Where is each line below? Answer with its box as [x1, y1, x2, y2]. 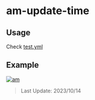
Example [6, 60, 39, 70]
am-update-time [6, 4, 90, 18]
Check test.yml [6, 43, 43, 50]
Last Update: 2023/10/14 [20, 87, 81, 94]
